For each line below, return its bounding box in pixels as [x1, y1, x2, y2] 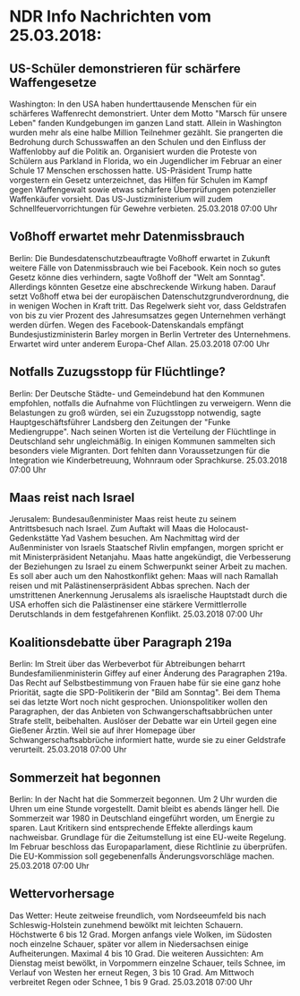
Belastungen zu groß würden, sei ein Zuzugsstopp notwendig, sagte [9, 407, 261, 418]
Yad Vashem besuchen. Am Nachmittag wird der [61, 532, 240, 543]
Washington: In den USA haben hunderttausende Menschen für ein [9, 98, 257, 109]
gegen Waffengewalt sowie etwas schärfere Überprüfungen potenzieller [9, 184, 277, 194]
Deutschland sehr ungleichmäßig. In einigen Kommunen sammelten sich [9, 436, 276, 447]
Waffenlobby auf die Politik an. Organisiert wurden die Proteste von [9, 146, 258, 157]
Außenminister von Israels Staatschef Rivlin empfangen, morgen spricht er [9, 542, 284, 553]
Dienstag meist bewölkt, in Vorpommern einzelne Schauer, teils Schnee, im [9, 958, 286, 968]
